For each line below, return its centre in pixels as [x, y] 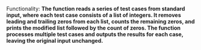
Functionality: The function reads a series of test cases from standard [96, 9]
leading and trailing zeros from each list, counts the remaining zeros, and [100, 21]
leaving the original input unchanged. [55, 41]
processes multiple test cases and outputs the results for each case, [95, 34]
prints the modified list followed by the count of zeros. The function [93, 28]
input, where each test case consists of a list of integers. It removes [94, 15]
